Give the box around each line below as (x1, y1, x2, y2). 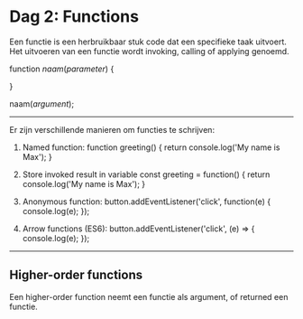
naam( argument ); (9, 98, 75, 109)
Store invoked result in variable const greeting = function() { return (22, 169, 271, 180)
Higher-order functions (9, 267, 142, 283)
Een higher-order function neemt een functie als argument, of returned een (9, 291, 289, 302)
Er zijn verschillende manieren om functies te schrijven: (9, 124, 215, 135)
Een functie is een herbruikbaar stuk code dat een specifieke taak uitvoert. (9, 36, 287, 47)
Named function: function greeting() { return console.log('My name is (22, 142, 280, 153)
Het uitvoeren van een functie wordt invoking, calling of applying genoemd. (9, 45, 290, 56)
